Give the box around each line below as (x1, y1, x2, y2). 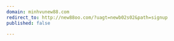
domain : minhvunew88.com (6, 8, 70, 15)
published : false (6, 20, 51, 26)
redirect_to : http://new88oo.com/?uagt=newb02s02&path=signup (6, 14, 168, 20)
